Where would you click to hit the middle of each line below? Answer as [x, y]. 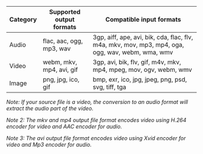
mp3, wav [57, 49]
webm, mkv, [60, 62]
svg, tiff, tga [110, 87]
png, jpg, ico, [61, 79]
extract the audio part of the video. [50, 108]
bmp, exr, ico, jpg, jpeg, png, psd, [140, 79]
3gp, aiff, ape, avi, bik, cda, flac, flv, [143, 37]
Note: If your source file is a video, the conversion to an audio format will [97, 102]
